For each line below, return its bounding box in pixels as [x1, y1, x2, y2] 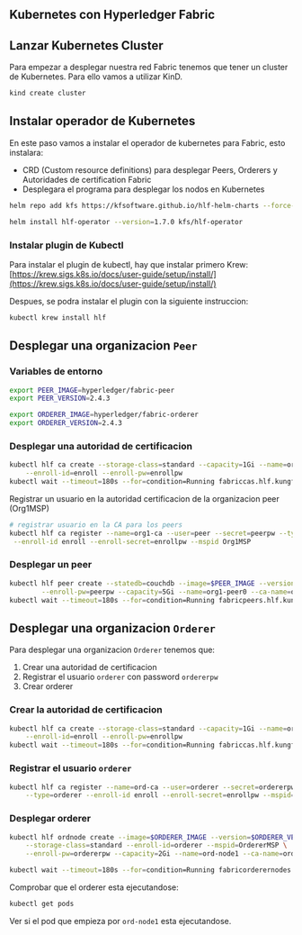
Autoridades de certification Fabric [22, 174, 152, 185]
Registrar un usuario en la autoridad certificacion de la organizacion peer [9, 493, 280, 504]
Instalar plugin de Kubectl [9, 239, 124, 251]
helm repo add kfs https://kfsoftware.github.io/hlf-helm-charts [9, 201, 259, 210]
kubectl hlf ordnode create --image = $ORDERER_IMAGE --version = [9, 832, 252, 841]
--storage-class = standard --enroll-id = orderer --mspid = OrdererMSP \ [25, 841, 288, 850]
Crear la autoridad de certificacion [9, 704, 164, 716]
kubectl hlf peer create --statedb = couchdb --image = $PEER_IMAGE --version [9, 578, 296, 588]
